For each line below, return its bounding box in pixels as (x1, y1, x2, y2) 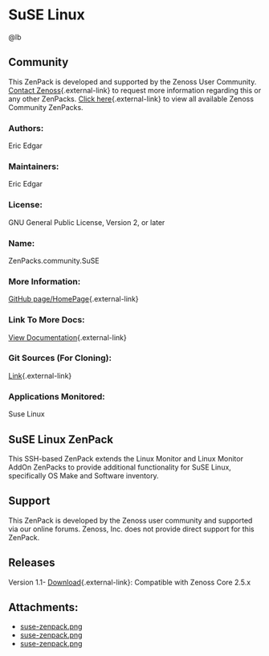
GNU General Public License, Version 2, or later (8, 217, 165, 227)
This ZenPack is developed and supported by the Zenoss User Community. (8, 76, 257, 86)
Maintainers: (8, 161, 59, 172)
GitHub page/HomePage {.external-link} (8, 294, 139, 304)
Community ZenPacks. (8, 102, 84, 112)
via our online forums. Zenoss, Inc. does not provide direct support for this (8, 524, 255, 534)
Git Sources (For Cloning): (8, 352, 112, 363)
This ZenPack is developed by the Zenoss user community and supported (8, 515, 253, 525)
